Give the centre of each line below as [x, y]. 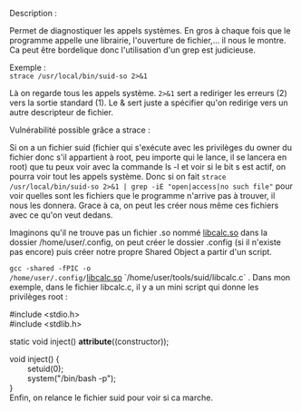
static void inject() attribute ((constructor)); [89, 341]
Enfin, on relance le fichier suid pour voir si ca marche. [111, 397]
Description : [33, 13]
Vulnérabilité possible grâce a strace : [80, 130]
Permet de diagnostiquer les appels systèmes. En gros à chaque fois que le [150, 30]
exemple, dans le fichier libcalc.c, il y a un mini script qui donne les [134, 287]
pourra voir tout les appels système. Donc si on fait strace [118, 177]
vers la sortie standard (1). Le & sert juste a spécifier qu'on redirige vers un [149, 103]
